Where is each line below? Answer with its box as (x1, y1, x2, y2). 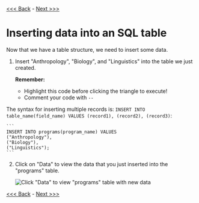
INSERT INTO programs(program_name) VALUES (6, 129, 117, 135)
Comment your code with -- (23, 93, 94, 101)
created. (14, 64, 36, 71)
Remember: (14, 75, 45, 83)
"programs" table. (14, 167, 60, 174)
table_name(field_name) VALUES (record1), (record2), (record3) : (6, 111, 173, 119)
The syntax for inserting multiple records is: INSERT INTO (6, 105, 145, 113)
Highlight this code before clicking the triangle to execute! (23, 87, 168, 95)
